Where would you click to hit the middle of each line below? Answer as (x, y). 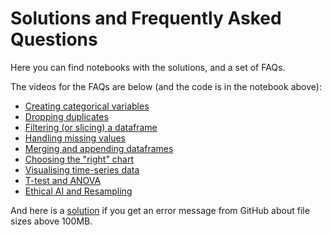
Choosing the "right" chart (79, 159)
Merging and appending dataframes (99, 148)
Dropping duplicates (66, 116)
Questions (54, 39)
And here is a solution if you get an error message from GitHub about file (160, 210)
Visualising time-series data (82, 169)
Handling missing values (75, 138)
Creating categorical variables (87, 106)
